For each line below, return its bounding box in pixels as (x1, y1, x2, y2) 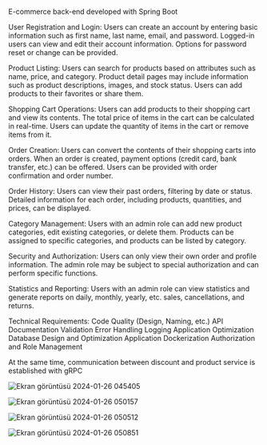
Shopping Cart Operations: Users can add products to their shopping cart (8, 104, 250, 114)
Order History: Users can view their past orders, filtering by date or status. (8, 186, 253, 195)
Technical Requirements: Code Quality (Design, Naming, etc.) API (8, 316, 224, 326)
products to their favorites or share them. (8, 89, 144, 98)
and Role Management (8, 342, 82, 351)
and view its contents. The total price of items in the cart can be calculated (8, 113, 254, 122)
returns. (8, 301, 34, 311)
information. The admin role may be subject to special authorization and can (8, 260, 260, 269)
